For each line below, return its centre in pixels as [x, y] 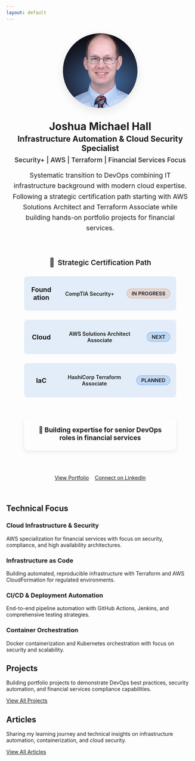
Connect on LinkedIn [120, 478]
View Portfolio [72, 478]
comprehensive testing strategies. [48, 615]
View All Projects [27, 701]
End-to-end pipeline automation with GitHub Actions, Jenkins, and [88, 608]
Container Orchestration [42, 630]
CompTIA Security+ [89, 294]
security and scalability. [35, 650]
